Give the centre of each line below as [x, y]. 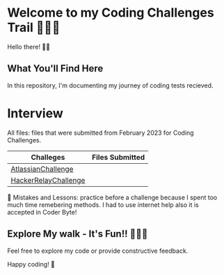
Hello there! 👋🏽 [29, 47]
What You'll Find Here [55, 68]
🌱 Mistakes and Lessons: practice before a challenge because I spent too [112, 197]
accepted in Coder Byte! [42, 212]
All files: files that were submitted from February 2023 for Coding [101, 133]
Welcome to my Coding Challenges [111, 13]
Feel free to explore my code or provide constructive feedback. [98, 251]
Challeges [48, 157]
